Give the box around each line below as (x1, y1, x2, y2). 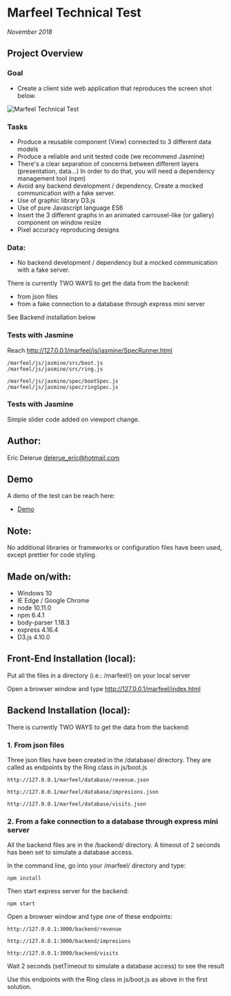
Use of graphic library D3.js (17, 196, 96, 204)
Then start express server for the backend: (7, 887, 129, 895)
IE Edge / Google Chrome (17, 597, 90, 605)
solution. (7, 983, 32, 991)
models (17, 145, 39, 153)
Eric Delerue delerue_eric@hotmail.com (7, 453, 120, 461)
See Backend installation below (7, 313, 97, 321)
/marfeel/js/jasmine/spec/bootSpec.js (7, 377, 119, 384)
